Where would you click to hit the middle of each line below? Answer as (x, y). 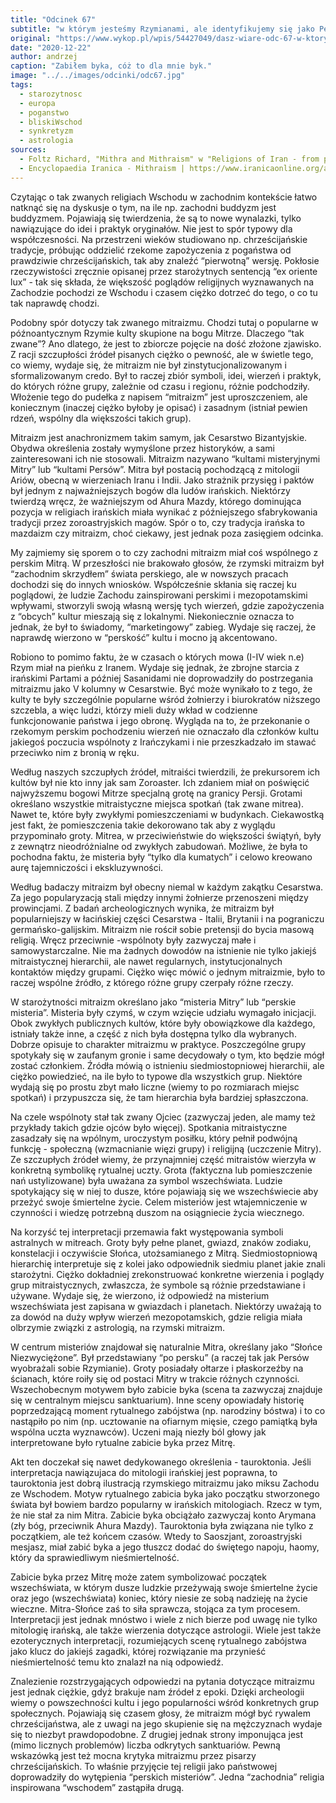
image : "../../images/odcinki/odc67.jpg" (98, 76)
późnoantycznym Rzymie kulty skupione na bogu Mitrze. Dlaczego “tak (157, 333)
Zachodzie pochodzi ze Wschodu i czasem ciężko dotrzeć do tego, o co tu (164, 292)
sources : (28, 150)
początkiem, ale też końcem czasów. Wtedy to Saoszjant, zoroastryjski (156, 1536)
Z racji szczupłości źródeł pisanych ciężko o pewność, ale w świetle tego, (162, 354)
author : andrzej (44, 57)
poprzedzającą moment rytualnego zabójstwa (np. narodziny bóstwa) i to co (168, 1410)
